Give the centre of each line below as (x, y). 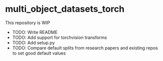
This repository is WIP (28, 23)
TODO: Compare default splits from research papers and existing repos (85, 48)
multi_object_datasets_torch (65, 9)
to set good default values (39, 53)
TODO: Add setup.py (33, 42)
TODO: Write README (35, 32)
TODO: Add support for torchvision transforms (60, 37)
